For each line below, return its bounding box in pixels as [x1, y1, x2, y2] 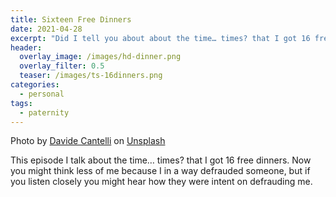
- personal [19, 89, 65, 99]
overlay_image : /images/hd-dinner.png [19, 52, 182, 62]
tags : [10, 98, 33, 108]
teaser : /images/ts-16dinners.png [19, 71, 163, 81]
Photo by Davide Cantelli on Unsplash [10, 135, 166, 147]
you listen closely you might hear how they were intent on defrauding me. [10, 176, 313, 188]
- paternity [19, 107, 70, 118]
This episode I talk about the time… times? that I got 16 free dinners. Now [10, 154, 312, 166]
